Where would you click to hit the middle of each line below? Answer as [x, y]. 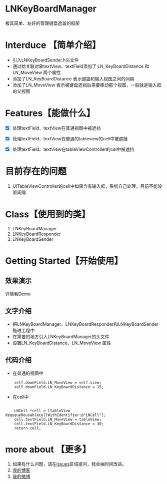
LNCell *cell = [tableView [42, 411]
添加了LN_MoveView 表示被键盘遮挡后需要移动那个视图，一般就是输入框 [87, 85]
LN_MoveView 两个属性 [36, 72]
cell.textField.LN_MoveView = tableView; [58, 419]
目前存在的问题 [36, 172]
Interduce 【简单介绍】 [53, 45]
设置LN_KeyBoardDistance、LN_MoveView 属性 [62, 343]
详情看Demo [18, 294]
